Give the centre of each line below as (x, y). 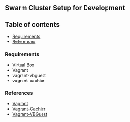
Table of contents (32, 25)
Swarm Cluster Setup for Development (65, 8)
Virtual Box (23, 65)
